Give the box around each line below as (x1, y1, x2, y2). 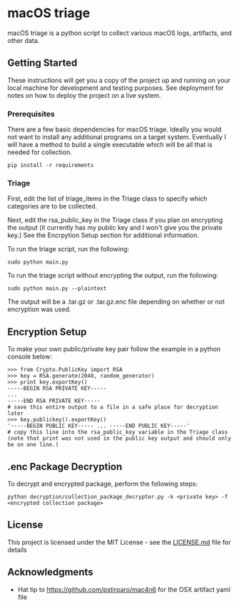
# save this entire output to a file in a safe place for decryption (7, 403, 219, 411)
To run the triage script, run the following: (7, 245, 130, 254)
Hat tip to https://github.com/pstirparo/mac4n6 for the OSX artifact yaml (17, 585, 230, 593)
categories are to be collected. (7, 202, 98, 211)
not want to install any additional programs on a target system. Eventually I (7, 133, 226, 141)
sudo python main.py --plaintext (7, 285, 107, 292)
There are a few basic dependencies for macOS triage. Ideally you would (7, 125, 222, 134)
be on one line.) (7, 441, 59, 448)
